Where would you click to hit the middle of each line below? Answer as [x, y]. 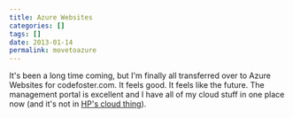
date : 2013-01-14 [41, 42]
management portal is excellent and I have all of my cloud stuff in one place [147, 95]
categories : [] [37, 26]
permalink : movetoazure [53, 51]
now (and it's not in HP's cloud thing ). [78, 104]
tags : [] [25, 34]
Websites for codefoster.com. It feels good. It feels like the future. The [137, 85]
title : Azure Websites [51, 17]
